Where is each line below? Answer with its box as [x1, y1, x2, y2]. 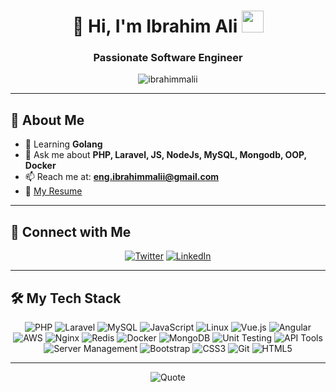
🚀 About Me [10, 111, 85, 129]
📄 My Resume [24, 185, 83, 197]
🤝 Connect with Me [10, 223, 132, 240]
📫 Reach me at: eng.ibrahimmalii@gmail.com [24, 171, 220, 183]
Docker [24, 160, 57, 172]
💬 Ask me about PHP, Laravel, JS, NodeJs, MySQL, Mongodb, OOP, [24, 149, 307, 161]
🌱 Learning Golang [24, 138, 103, 150]
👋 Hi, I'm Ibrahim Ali [72, 15, 238, 38]
